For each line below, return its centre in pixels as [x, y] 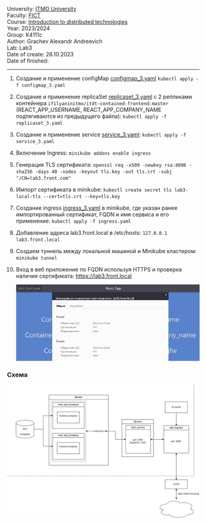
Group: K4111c [24, 35]
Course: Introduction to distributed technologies [67, 22]
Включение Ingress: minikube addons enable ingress [83, 153]
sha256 [24, 172]
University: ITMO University [42, 9]
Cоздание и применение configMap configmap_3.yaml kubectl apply [105, 78]
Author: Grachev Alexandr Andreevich [55, 41]
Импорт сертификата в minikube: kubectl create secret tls [94, 190]
